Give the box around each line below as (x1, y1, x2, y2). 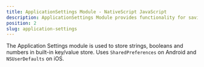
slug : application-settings (6, 25, 78, 32)
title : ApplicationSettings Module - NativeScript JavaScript (6, 8, 167, 15)
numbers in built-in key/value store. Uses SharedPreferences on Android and (6, 49, 197, 56)
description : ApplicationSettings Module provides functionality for (6, 14, 186, 21)
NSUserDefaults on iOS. (6, 55, 64, 62)
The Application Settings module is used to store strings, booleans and (6, 42, 183, 49)
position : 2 (6, 20, 36, 26)
